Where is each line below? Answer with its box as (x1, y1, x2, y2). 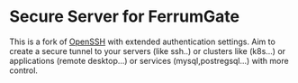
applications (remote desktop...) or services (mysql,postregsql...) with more (9, 55, 290, 66)
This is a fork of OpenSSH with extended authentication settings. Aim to (9, 36, 276, 47)
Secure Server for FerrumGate (9, 6, 240, 27)
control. (9, 65, 39, 76)
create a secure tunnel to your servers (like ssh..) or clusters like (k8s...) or (9, 45, 286, 56)
